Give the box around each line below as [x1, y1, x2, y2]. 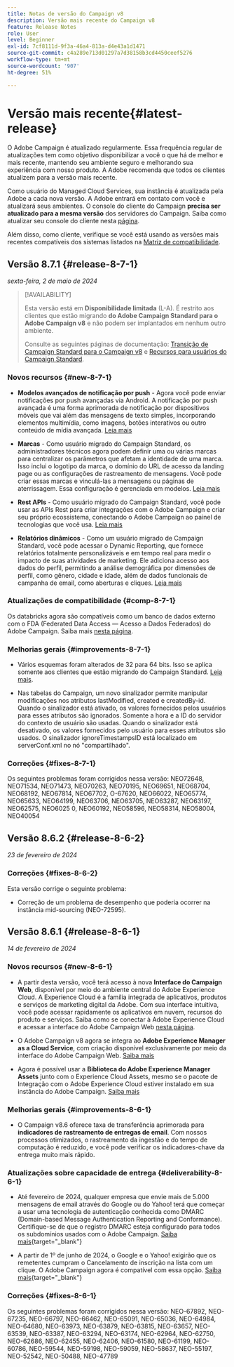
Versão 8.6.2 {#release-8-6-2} [7, 832, 145, 844]
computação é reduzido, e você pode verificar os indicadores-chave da [17, 1142, 225, 1151]
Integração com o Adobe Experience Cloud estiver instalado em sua [17, 1079, 214, 1088]
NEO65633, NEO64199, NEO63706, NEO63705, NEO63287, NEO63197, [7, 797, 212, 805]
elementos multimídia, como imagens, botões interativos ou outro [17, 418, 207, 427]
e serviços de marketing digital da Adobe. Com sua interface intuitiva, [17, 1000, 219, 1008]
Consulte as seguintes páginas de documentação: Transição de [24, 340, 209, 348]
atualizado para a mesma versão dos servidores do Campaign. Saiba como [7, 209, 226, 218]
